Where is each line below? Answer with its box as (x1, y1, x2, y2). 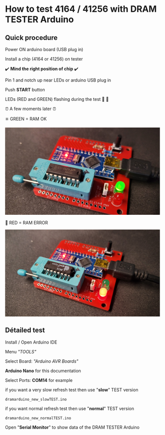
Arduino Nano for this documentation (5, 368, 81, 374)
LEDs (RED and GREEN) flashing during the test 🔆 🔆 (5, 96, 109, 102)
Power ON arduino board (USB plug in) (5, 47, 83, 52)
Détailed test (5, 326, 45, 335)
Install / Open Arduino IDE (5, 339, 57, 345)
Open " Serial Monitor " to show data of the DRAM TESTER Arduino (5, 424, 140, 430)
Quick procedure (5, 33, 58, 42)
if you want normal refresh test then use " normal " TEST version (5, 406, 134, 411)
